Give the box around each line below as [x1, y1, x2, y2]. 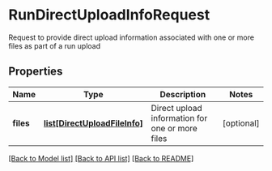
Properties [8, 65, 63, 79]
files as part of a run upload [8, 41, 101, 50]
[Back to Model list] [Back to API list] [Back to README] [8, 153, 194, 163]
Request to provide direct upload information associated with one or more [8, 32, 255, 42]
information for [151, 112, 208, 123]
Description [159, 88, 206, 100]
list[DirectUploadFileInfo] [43, 118, 143, 129]
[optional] [222, 118, 260, 129]
